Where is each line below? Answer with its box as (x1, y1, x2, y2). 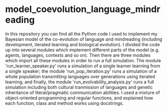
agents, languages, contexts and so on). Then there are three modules (5, 52, 151, 58)
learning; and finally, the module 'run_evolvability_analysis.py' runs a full (5, 79, 154, 85)
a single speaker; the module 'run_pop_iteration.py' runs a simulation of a (5, 68, 157, 74)
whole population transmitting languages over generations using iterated (5, 73, 155, 79)
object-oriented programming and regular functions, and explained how (5, 94, 153, 101)
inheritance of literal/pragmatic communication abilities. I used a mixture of (5, 89, 160, 95)
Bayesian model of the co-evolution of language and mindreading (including (5, 36, 162, 42)
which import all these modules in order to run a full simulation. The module (5, 57, 161, 63)
